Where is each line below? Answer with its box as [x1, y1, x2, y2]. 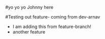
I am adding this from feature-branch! [12, 23, 91, 29]
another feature [12, 29, 46, 34]
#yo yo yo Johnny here [5, 4, 54, 10]
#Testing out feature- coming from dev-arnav [5, 14, 100, 19]
